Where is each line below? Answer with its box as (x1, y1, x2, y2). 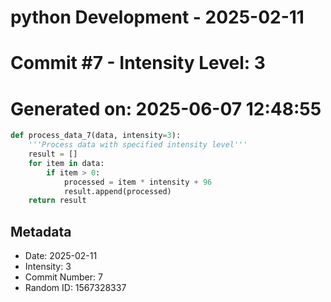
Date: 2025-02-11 (24, 250, 98, 262)
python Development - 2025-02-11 (10, 6, 305, 29)
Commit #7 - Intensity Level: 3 (10, 52, 266, 75)
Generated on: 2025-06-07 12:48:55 (10, 97, 322, 120)
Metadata (10, 223, 72, 240)
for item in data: (28, 158, 105, 168)
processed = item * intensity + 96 (63, 177, 213, 187)
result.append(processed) (63, 186, 172, 196)
